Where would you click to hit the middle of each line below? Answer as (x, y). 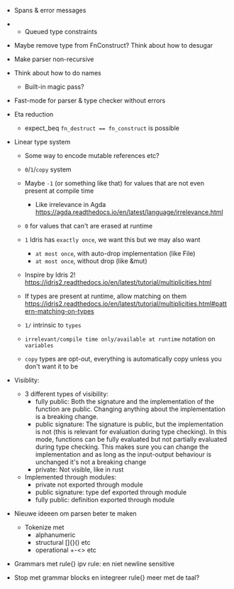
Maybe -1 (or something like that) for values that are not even (114, 183)
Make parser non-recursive (54, 59)
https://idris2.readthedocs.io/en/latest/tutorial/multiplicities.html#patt (126, 304)
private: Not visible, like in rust (79, 469)
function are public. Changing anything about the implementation (130, 409)
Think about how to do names (57, 73)
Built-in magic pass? (54, 87)
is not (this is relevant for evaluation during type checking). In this (131, 432)
